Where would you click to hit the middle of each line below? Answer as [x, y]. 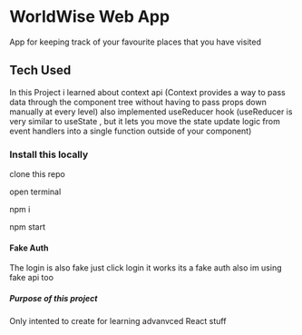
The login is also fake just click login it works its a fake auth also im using [146, 268]
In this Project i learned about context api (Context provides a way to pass [147, 92]
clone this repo [37, 174]
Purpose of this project [54, 298]
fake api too [32, 278]
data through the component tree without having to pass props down [138, 102]
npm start [28, 227]
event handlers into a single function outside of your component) [131, 131]
